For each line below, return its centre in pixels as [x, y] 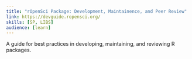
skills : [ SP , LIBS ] [30, 22]
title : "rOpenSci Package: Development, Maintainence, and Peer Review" [97, 11]
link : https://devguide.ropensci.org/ [53, 17]
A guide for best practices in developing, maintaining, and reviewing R [90, 44]
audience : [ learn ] [28, 27]
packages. [19, 50]
